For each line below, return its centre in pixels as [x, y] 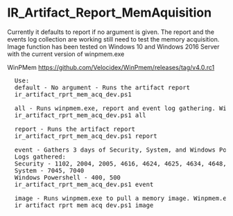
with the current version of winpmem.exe [66, 54]
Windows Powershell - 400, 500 [68, 177]
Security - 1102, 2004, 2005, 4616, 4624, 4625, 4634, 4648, [120, 163]
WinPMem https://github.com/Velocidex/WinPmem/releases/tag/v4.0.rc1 [111, 67]
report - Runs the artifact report [75, 129]
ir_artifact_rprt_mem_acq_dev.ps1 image [84, 205]
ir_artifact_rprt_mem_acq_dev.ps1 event [84, 184]
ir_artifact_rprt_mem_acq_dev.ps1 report [86, 136]
